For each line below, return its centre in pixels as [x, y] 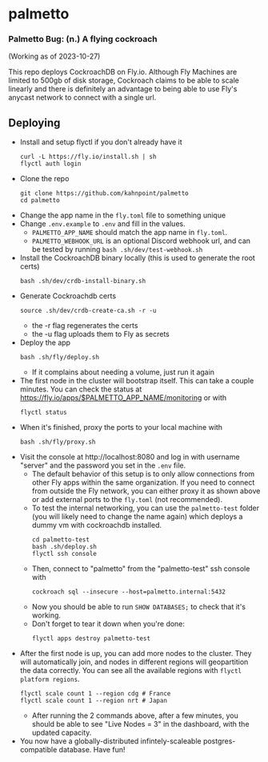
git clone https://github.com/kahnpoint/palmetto [104, 193]
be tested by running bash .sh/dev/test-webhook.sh [117, 249]
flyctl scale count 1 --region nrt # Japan [94, 701]
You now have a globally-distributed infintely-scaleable [110, 741]
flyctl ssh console [64, 554]
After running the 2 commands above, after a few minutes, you [135, 715]
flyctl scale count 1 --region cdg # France [95, 694]
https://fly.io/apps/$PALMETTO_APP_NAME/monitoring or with [123, 398]
